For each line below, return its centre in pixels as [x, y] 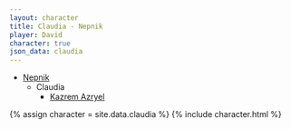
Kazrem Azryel [77, 97]
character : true [40, 43]
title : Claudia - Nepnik [56, 26]
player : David [36, 35]
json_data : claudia [46, 52]
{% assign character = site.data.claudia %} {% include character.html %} [146, 114]
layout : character [44, 18]
